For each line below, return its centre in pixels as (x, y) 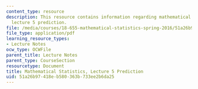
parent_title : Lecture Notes (42, 55)
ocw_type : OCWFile (29, 50)
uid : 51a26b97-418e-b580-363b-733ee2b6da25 (60, 77)
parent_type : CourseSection (41, 60)
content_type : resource (35, 11)
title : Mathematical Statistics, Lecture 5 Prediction (75, 71)
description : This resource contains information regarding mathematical (99, 17)
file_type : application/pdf (41, 33)
